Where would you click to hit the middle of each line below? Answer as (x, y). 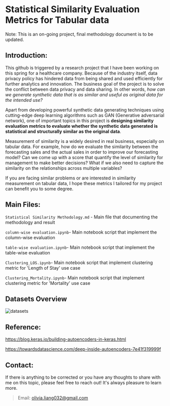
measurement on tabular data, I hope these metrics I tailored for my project (84, 183)
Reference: (23, 327)
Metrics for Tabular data (57, 20)
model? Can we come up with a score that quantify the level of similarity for (84, 157)
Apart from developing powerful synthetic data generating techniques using (84, 109)
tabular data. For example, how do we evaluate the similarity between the (82, 146)
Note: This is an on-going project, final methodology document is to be (79, 34)
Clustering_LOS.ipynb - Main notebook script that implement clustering (79, 263)
